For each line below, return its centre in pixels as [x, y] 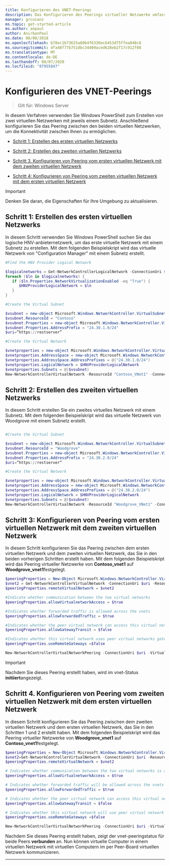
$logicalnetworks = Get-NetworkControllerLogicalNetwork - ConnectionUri [83, 271]
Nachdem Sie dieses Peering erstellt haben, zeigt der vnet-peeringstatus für [85, 836]
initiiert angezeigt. [24, 678]
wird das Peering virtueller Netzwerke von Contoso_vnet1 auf [70, 564]
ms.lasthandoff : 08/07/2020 [35, 62]
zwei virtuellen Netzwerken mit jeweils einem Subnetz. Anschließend [77, 121]
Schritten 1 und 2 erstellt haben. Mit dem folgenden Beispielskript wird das [83, 732]
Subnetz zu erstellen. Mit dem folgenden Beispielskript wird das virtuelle [81, 248]
